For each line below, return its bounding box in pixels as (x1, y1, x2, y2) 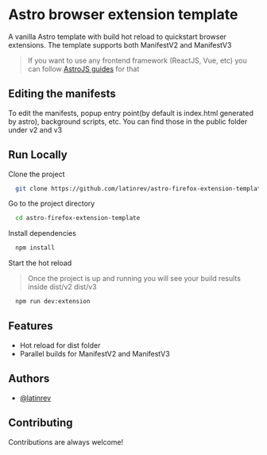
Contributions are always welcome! (8, 437, 124, 446)
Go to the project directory (8, 199, 95, 208)
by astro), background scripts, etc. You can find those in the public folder (8, 117, 248, 126)
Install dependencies (8, 229, 77, 238)
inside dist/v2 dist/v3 (27, 282, 97, 291)
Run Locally (8, 148, 68, 162)
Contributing (8, 416, 73, 430)
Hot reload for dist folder (19, 340, 101, 350)
